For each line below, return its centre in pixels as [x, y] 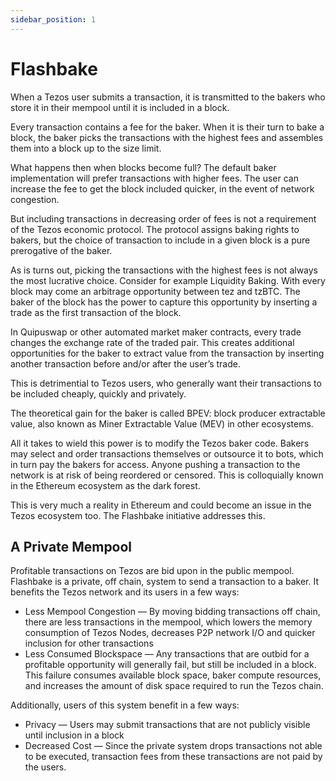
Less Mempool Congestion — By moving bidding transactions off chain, [172, 612]
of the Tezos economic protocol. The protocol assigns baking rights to [155, 229]
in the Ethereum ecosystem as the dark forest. [105, 485]
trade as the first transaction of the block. [96, 312]
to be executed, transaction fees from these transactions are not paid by [173, 757]
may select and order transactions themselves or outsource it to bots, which [167, 453]
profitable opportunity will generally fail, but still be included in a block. [170, 665]
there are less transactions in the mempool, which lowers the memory [168, 622]
